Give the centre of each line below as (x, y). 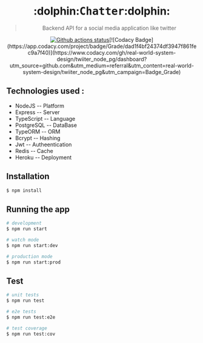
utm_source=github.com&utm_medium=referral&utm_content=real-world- (102, 66)
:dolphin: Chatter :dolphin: (102, 11)
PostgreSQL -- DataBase (46, 125)
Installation (28, 176)
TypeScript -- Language (45, 118)
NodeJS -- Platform (40, 106)
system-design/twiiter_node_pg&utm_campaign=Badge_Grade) (102, 72)
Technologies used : (45, 91)
